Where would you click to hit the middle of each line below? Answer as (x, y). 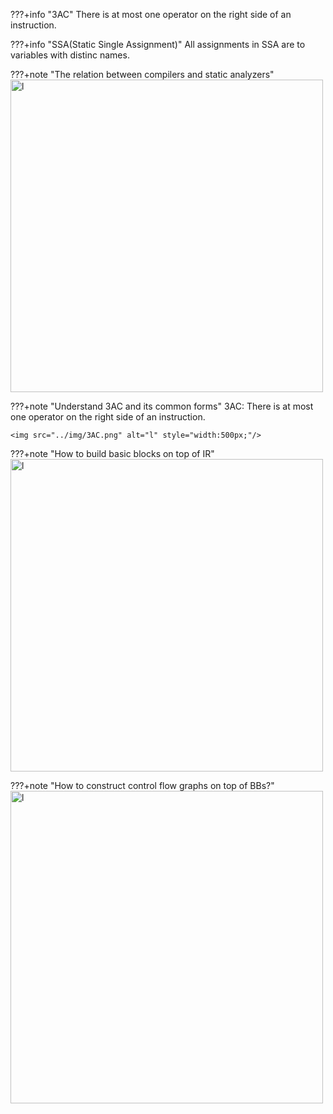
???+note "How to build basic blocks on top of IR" (112, 453)
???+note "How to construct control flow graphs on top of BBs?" (142, 785)
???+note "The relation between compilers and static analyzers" (142, 74)
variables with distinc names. (70, 55)
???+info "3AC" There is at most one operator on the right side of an (151, 14)
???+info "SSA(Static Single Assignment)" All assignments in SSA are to (158, 44)
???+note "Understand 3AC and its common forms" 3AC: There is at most (162, 406)
